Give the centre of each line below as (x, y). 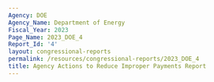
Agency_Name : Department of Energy (67, 23)
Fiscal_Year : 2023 (38, 30)
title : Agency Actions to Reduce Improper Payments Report (107, 66)
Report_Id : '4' (33, 45)
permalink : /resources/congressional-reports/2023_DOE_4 (104, 59)
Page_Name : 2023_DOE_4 (45, 37)
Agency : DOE (28, 15)
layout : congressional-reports (60, 52)
